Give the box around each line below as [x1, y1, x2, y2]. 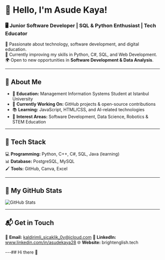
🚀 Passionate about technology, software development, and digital [5, 41, 139, 47]
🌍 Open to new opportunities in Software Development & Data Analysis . [5, 57, 154, 63]
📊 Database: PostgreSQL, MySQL [5, 159, 75, 165]
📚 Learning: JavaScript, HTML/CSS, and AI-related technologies [12, 107, 145, 113]
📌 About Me [5, 78, 42, 86]
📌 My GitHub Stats [5, 186, 62, 195]
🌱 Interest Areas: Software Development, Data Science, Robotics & [12, 114, 149, 119]
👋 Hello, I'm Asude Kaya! [5, 4, 108, 16]
